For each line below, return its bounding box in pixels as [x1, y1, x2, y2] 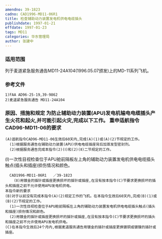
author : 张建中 [5, 39, 34, 44]
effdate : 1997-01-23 [5, 25, 47, 30]
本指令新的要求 [5, 188, 31, 193]
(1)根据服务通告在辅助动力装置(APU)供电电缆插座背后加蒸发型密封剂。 [9, 142, 133, 147]
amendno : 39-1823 [5, 7, 40, 12]
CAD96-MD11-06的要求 [5, 125, 62, 131]
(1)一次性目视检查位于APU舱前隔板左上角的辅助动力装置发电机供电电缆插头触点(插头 [9, 204, 156, 209]
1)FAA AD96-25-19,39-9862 [5, 92, 58, 97]
